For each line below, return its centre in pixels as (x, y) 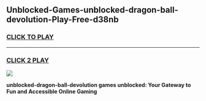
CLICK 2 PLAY (28, 60)
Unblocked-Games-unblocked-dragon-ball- (93, 10)
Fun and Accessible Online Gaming (52, 91)
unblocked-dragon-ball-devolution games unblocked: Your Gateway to (99, 84)
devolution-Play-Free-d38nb (63, 20)
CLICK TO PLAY (30, 37)
